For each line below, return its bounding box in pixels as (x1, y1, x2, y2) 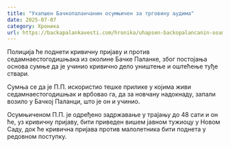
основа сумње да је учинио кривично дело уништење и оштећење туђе (7, 62, 218, 70)
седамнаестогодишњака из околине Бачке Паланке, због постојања (7, 55, 207, 64)
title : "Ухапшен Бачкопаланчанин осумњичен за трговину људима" (7, 10, 194, 17)
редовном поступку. (7, 133, 67, 141)
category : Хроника (7, 23, 60, 29)
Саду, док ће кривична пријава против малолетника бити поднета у (7, 125, 207, 133)
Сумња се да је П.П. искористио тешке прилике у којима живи (7, 83, 192, 91)
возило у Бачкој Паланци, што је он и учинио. (7, 97, 140, 106)
